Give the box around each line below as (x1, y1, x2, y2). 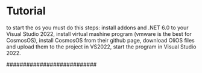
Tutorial (6, 4, 46, 18)
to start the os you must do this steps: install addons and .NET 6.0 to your (6, 24, 189, 31)
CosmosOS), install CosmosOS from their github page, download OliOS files (6, 36, 195, 44)
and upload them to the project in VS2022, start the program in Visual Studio (6, 43, 197, 50)
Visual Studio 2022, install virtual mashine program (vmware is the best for (6, 30, 192, 37)
